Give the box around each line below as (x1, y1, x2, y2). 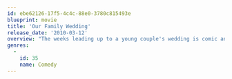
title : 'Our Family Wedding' (7, 23, 91, 30)
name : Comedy (19, 61, 57, 68)
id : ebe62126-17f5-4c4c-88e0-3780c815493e (7, 10, 131, 17)
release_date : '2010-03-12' (7, 29, 88, 36)
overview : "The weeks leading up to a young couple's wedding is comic (7, 36, 217, 43)
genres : (7, 42, 30, 49)
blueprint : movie (7, 16, 57, 23)
